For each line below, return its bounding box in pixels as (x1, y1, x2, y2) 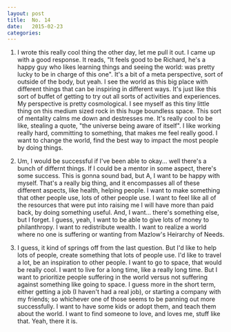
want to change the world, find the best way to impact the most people (17, 136, 219, 145)
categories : (7, 29, 41, 37)
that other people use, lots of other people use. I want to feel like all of (17, 194, 217, 202)
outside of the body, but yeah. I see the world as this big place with (17, 77, 208, 86)
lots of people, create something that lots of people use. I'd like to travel (17, 251, 222, 260)
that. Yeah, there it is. (17, 317, 78, 325)
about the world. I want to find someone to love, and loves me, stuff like (17, 310, 221, 318)
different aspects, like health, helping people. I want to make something (17, 186, 221, 195)
